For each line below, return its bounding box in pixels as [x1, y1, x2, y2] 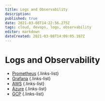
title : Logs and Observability [5, 7, 68, 12]
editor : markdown [5, 29, 40, 34]
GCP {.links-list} [12, 91, 44, 97]
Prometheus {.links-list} [12, 70, 59, 76]
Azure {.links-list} [12, 86, 47, 91]
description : [5, 12, 31, 16]
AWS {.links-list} [12, 80, 45, 87]
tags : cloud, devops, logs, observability [5, 25, 92, 30]
